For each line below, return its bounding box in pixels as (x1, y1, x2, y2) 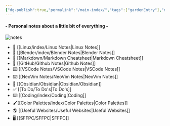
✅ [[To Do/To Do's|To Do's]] (12, 86, 72, 92)
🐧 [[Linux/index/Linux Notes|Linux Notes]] (12, 44, 101, 50)
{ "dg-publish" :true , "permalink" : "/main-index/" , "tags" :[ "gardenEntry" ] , (5, 7, 162, 13)
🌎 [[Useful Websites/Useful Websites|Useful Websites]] (12, 107, 131, 113)
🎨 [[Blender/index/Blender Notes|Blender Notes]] (12, 49, 115, 56)
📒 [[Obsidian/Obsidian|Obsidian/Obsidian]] (12, 80, 102, 87)
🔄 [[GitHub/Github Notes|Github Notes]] (12, 60, 96, 66)
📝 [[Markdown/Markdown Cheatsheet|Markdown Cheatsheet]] (12, 55, 143, 61)
